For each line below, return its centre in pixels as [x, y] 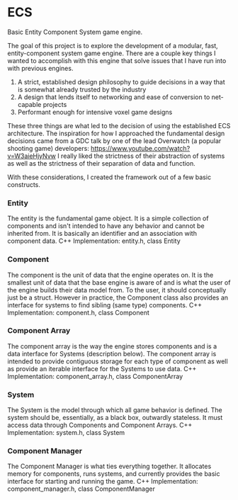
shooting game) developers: [49, 148]
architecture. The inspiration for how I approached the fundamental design [116, 133]
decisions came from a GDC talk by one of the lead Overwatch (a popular [114, 141]
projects [55, 104]
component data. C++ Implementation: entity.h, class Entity [94, 241]
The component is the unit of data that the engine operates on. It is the [110, 275]
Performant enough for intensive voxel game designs [95, 112]
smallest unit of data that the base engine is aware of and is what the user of [119, 282]
